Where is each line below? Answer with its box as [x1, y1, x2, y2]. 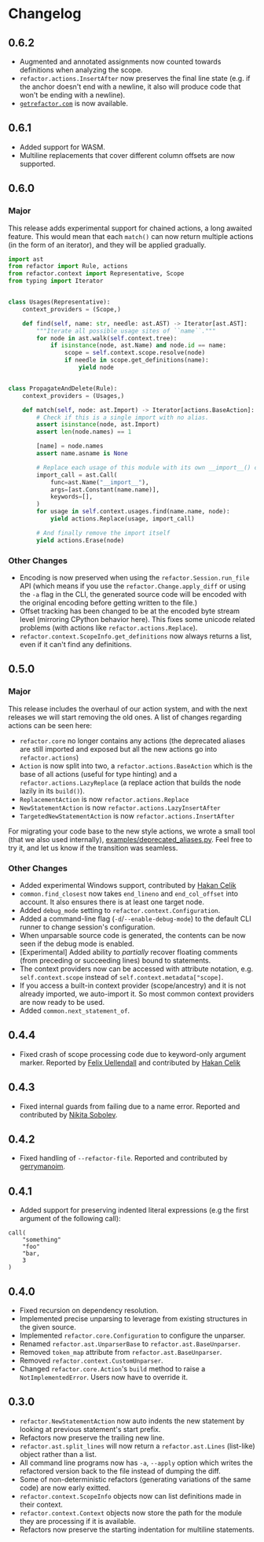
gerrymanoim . [19, 1161, 65, 1172]
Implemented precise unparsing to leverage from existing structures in [19, 1314, 247, 1323]
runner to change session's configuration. [19, 922, 156, 932]
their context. [19, 1500, 63, 1509]
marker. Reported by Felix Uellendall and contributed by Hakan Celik [19, 1058, 241, 1067]
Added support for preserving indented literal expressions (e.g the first [19, 1205, 249, 1215]
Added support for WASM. [19, 142, 106, 152]
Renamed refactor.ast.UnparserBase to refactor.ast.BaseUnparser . [19, 1338, 241, 1349]
